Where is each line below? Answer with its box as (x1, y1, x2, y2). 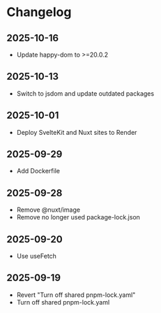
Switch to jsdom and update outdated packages (16, 89, 155, 98)
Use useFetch (16, 252, 57, 261)
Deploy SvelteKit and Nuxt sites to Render (16, 128, 137, 136)
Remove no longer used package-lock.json (16, 213, 141, 221)
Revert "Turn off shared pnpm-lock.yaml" (16, 291, 136, 299)
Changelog (6, 4, 72, 20)
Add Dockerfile (16, 167, 61, 175)
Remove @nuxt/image (16, 205, 81, 214)
